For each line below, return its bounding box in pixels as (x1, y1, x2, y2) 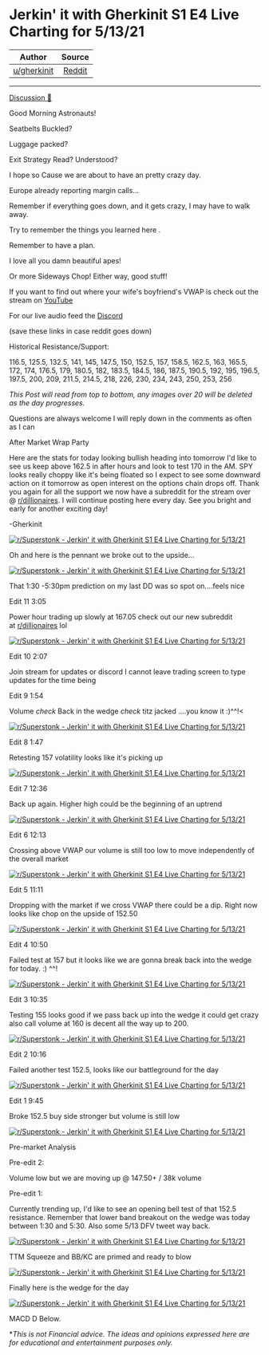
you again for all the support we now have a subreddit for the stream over (9, 487, 251, 496)
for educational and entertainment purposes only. (9, 1337, 173, 1347)
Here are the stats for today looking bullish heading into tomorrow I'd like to (9, 452, 257, 462)
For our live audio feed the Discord (9, 310, 123, 320)
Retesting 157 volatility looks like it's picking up (9, 753, 163, 762)
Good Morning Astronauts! (9, 108, 97, 117)
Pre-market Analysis (9, 1142, 77, 1152)
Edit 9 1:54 (9, 690, 44, 700)
